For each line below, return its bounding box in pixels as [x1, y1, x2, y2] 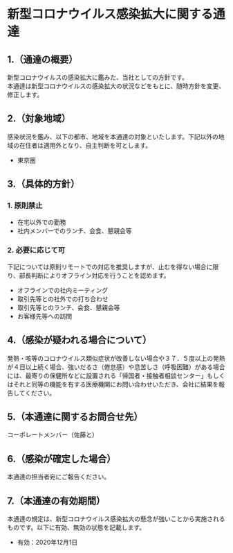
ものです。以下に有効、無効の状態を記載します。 [7, 523, 146, 531]
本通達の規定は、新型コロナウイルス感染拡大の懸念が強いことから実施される [7, 515, 225, 523]
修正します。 [7, 91, 44, 99]
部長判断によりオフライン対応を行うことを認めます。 [19, 271, 170, 280]
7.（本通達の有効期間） [7, 495, 106, 507]
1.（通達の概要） [7, 53, 78, 65]
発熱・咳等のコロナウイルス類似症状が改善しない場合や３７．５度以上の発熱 [7, 354, 225, 362]
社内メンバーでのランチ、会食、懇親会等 [17, 226, 133, 235]
